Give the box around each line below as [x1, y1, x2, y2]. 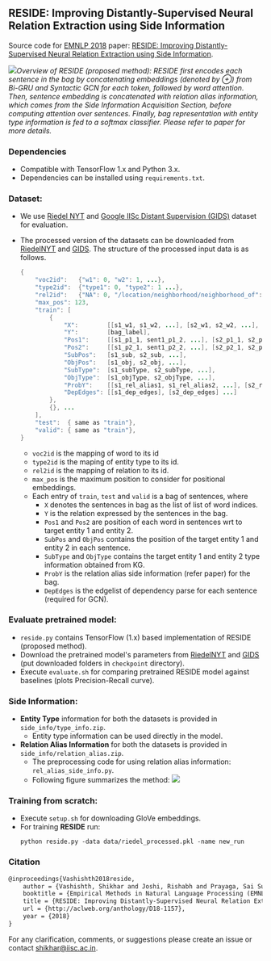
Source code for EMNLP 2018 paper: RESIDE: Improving [8, 40, 194, 50]
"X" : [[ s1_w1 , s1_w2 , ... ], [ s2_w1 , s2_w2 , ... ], [63, 321, 260, 329]
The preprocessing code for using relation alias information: [31, 757, 231, 766]
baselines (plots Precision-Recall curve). [19, 675, 155, 685]
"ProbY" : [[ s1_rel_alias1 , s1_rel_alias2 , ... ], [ [63, 381, 248, 389]
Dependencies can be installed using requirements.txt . [19, 173, 206, 183]
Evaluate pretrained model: [8, 614, 117, 625]
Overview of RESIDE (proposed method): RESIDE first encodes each [16, 65, 243, 75]
